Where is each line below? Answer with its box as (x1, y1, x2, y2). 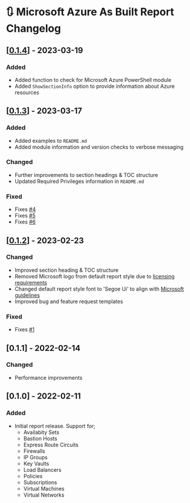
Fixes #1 (14, 326, 35, 333)
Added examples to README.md (14, 137, 87, 144)
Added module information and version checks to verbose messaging (14, 143, 184, 150)
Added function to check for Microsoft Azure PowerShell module (14, 76, 172, 83)
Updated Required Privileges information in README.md (14, 177, 144, 185)
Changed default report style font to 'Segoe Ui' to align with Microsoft (14, 285, 184, 292)
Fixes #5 (14, 212, 36, 219)
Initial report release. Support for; (14, 422, 96, 429)
